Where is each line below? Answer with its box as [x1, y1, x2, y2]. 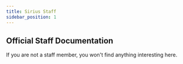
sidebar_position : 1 [6, 14, 57, 20]
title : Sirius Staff [6, 8, 57, 15]
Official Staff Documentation [6, 36, 114, 46]
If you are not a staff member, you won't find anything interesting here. [6, 51, 178, 59]
